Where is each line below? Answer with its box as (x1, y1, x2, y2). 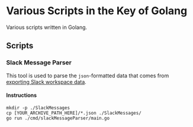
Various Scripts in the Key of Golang (6, 4, 188, 18)
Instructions (6, 92, 37, 99)
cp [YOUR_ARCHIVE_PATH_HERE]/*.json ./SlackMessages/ (6, 110, 142, 116)
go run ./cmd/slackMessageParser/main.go (6, 115, 110, 121)
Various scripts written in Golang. (6, 24, 88, 31)
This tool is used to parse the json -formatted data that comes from (6, 72, 169, 79)
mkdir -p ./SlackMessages (6, 105, 70, 110)
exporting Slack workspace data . (6, 78, 87, 85)
